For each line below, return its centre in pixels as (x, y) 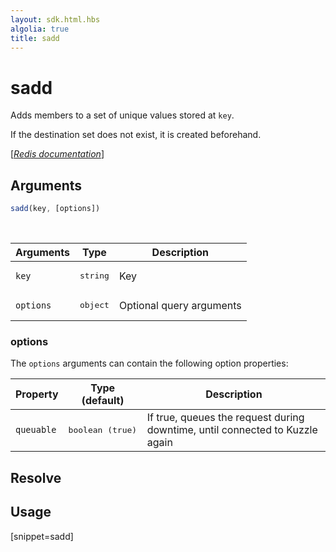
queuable (36, 430)
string (94, 276)
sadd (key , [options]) (55, 209)
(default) (103, 401)
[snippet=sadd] (42, 536)
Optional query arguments (180, 305)
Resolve (36, 477)
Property (37, 394)
